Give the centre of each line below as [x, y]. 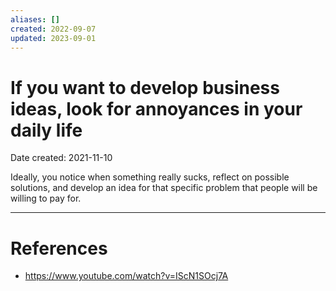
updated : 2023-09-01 [53, 38]
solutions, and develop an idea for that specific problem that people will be [164, 188]
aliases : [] [35, 19]
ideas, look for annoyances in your [156, 108]
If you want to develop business [145, 87]
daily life [46, 130]
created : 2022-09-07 [53, 29]
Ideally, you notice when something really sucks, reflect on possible [150, 177]
